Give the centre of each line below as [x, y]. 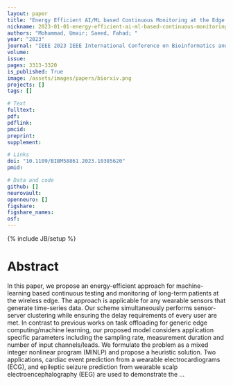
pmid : [15, 168]
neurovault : [24, 193]
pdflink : [20, 123]
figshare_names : [31, 212]
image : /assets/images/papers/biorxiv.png [69, 78]
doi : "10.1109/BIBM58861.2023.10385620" [67, 161]
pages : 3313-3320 [32, 65]
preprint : [21, 136]
